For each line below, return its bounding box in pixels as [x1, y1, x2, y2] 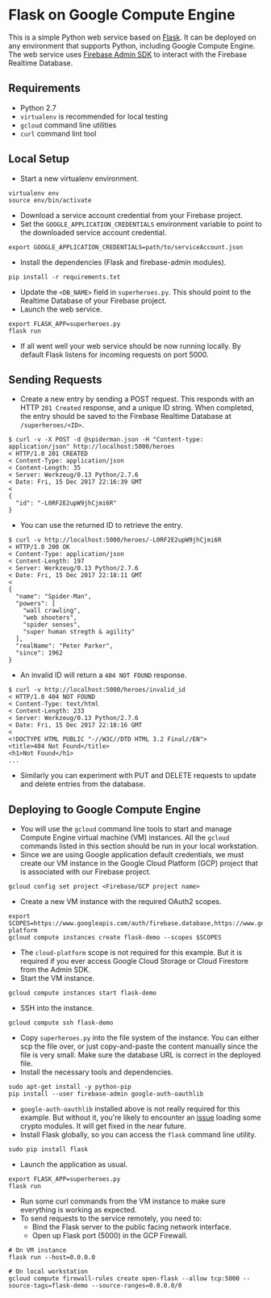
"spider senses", [23, 621, 81, 629]
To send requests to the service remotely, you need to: [19, 1213, 202, 1224]
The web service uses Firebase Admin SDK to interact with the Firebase [8, 49, 248, 59]
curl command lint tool [19, 128, 97, 138]
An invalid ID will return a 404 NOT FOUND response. [19, 670, 187, 680]
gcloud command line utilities [19, 119, 117, 130]
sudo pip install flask [8, 1145, 89, 1154]
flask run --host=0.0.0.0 [8, 1254, 95, 1262]
